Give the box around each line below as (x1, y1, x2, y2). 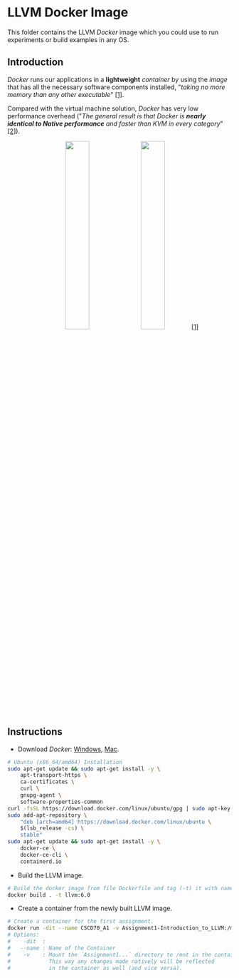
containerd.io (20, 857, 62, 865)
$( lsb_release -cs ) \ (20, 825, 84, 832)
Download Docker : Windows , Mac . (17, 745, 119, 753)
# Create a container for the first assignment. (7, 918, 154, 925)
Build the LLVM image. (17, 871, 84, 880)
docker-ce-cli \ (20, 851, 69, 858)
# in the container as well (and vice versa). (7, 964, 183, 972)
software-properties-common (20, 798, 103, 805)
